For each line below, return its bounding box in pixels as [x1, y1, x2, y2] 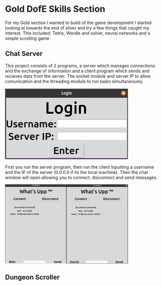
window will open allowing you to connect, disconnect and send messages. [5, 174, 158, 180]
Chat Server [5, 50, 43, 58]
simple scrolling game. [5, 35, 51, 41]
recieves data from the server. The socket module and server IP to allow [5, 73, 151, 79]
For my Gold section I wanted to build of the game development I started [5, 20, 152, 26]
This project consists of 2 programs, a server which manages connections [5, 62, 156, 68]
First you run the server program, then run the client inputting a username [5, 164, 154, 170]
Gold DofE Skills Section [5, 3, 106, 15]
